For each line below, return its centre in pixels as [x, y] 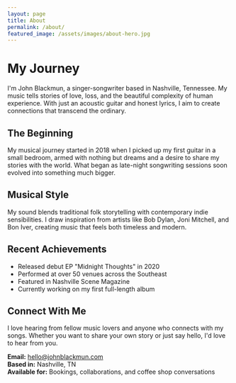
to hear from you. [33, 343]
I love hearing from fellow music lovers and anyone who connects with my [116, 328]
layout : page [27, 14]
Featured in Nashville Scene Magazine [73, 281]
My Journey [44, 69]
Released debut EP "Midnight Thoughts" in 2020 [89, 266]
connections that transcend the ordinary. [67, 111]
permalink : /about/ [36, 27]
